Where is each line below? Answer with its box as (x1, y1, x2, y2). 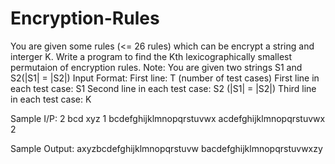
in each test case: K (10, 93, 92, 105)
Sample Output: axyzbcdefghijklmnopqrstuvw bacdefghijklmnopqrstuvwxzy (10, 142, 323, 154)
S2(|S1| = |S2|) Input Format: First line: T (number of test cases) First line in (10, 72, 320, 84)
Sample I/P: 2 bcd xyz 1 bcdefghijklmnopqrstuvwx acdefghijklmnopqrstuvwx (10, 112, 326, 124)
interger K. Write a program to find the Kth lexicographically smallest (10, 50, 293, 62)
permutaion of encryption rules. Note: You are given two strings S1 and (10, 61, 303, 73)
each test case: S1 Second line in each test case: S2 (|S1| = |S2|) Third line (10, 82, 317, 94)
